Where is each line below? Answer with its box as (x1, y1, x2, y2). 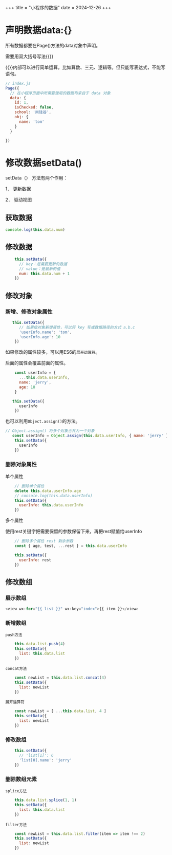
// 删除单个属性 (14, 483, 45, 488)
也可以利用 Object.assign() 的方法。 (5, 418, 80, 424)
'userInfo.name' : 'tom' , (18, 330, 72, 335)
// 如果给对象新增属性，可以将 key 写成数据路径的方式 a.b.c (18, 324, 135, 330)
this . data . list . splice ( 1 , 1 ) (14, 797, 77, 803)
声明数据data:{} (5, 25, 73, 36)
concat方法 (5, 666, 27, 671)
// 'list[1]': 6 (18, 753, 54, 758)
